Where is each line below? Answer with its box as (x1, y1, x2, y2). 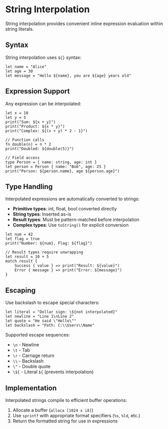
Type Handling (5, 182, 53, 191)
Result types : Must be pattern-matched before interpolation (12, 217, 139, 223)
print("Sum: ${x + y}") (5, 119, 56, 125)
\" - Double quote (12, 364, 51, 370)
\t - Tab (12, 347, 30, 353)
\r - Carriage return (12, 352, 55, 359)
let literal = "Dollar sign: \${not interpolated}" (5, 309, 117, 315)
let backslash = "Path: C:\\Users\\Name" (5, 323, 95, 328)
